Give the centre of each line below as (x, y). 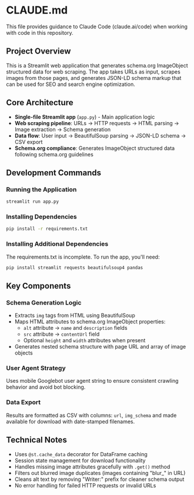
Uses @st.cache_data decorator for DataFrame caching (81, 454)
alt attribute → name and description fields (75, 328)
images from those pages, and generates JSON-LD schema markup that (94, 78)
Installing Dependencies (42, 217)
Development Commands (54, 173)
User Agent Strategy (36, 368)
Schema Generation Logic (44, 302)
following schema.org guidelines (54, 154)
